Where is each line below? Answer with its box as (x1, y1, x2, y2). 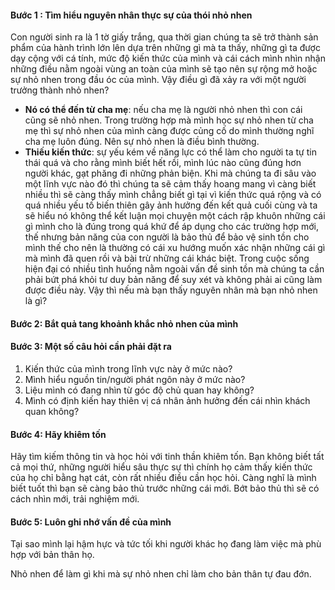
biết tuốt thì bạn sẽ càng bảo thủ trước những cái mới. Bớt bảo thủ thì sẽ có (10, 482, 320, 495)
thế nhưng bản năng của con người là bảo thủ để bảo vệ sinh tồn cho (24, 231, 310, 243)
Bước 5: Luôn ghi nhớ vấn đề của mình (10, 516, 172, 528)
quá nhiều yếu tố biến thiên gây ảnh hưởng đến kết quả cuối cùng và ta (24, 199, 318, 211)
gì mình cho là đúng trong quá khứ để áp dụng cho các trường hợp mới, (24, 221, 319, 233)
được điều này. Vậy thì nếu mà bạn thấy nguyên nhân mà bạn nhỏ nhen (24, 284, 318, 296)
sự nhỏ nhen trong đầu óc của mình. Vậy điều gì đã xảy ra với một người (10, 74, 307, 86)
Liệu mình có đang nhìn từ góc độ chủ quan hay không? (24, 384, 255, 396)
